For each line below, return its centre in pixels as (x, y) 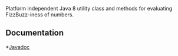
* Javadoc (18, 47)
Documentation (35, 33)
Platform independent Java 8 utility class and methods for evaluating (89, 8)
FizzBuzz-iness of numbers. (40, 15)
